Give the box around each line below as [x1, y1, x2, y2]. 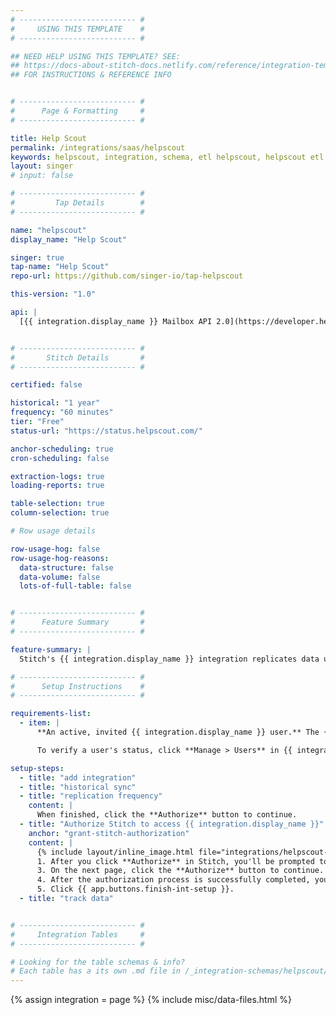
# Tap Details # [10, 198, 145, 208]
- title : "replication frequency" [19, 791, 163, 801]
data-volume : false [19, 572, 101, 582]
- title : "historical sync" [19, 782, 137, 792]
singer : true [10, 252, 65, 263]
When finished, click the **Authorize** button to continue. [36, 810, 298, 820]
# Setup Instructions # [10, 681, 145, 691]
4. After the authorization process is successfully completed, [36, 875, 311, 885]
